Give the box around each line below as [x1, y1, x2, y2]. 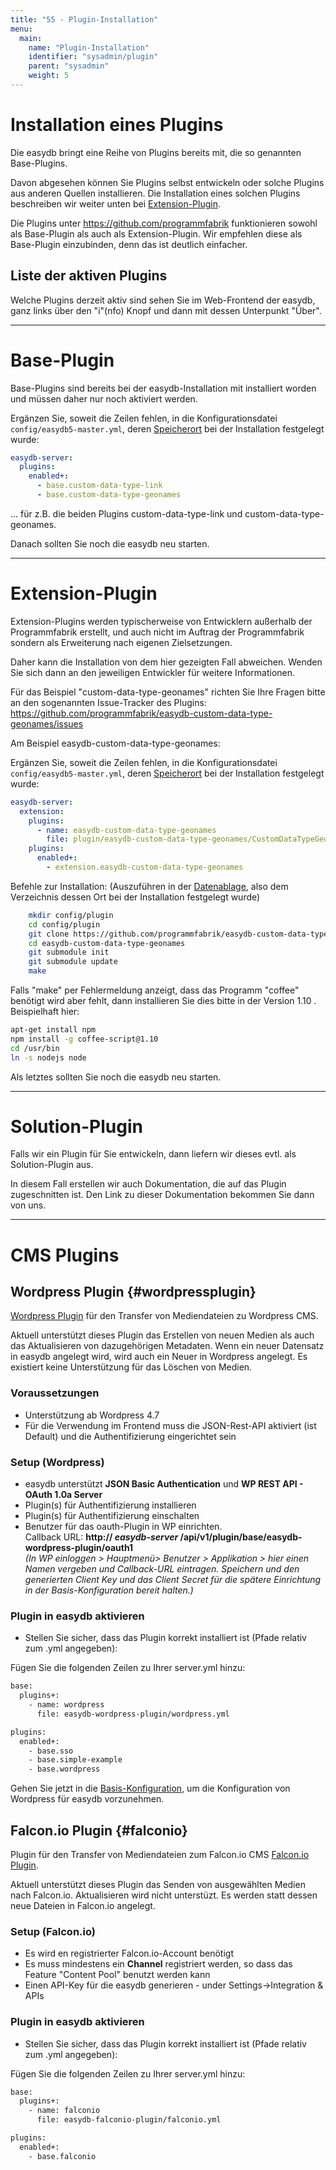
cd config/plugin [28, 919, 101, 930]
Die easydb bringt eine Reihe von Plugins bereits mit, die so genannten [10, 146, 302, 158]
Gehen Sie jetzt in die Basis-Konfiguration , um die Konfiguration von [10, 1782, 291, 1795]
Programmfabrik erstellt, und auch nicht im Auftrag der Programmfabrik [10, 626, 305, 638]
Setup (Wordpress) [10, 1455, 105, 1469]
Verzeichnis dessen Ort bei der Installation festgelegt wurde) [10, 891, 261, 903]
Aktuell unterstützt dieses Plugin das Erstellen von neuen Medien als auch [10, 1329, 315, 1341]
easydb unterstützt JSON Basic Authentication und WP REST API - [24, 1478, 304, 1490]
